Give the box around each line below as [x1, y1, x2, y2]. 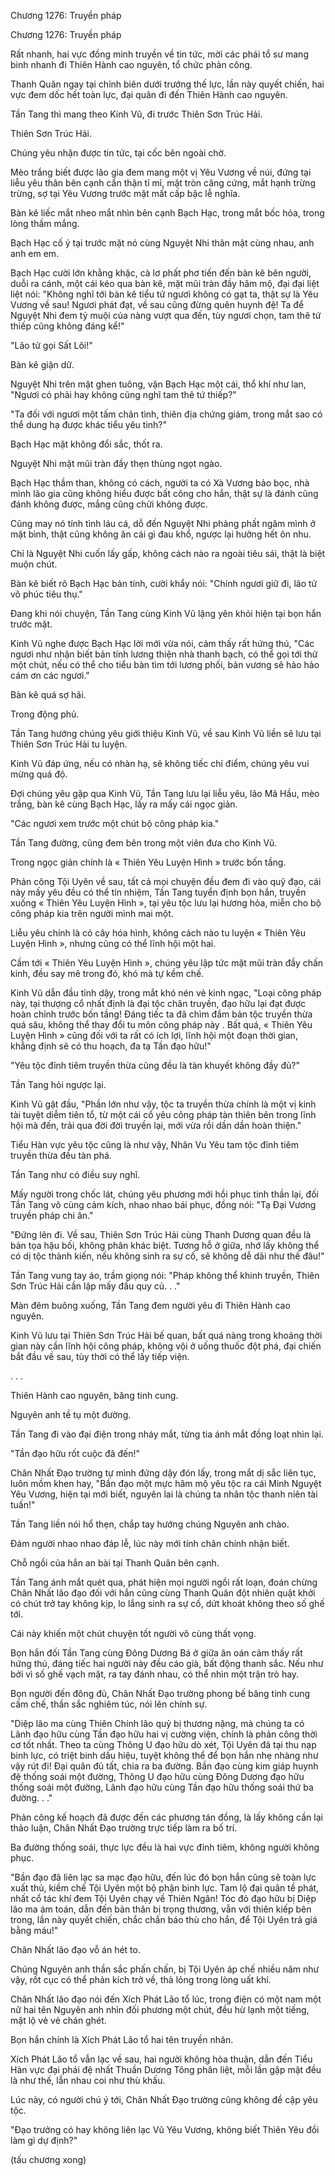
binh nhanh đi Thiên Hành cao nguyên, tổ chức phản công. [10, 59, 253, 70]
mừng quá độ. [10, 768, 68, 780]
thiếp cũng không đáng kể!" [10, 320, 125, 332]
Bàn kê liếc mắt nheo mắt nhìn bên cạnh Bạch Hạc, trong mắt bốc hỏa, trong [10, 207, 325, 219]
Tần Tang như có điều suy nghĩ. [10, 1169, 141, 1180]
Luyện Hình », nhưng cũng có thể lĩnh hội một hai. [10, 938, 217, 949]
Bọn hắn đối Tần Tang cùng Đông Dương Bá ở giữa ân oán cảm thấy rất [10, 1647, 303, 1659]
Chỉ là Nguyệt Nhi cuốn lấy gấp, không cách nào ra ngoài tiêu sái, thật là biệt [10, 548, 326, 559]
